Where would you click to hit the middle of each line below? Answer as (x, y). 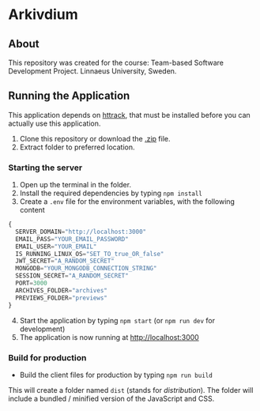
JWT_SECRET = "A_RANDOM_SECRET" (65, 261)
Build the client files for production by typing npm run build (116, 375)
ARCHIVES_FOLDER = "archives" (62, 290)
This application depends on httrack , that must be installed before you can (129, 115)
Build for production (47, 357)
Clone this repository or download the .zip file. (95, 138)
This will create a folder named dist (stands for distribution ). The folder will (131, 390)
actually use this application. (55, 123)
